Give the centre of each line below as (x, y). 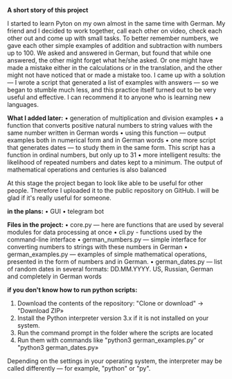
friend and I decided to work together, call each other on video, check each (115, 31)
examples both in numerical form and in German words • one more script (111, 140)
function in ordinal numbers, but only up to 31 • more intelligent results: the (114, 155)
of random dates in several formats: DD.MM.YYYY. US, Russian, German (110, 269)
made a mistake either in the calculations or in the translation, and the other (115, 68)
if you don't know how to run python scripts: (72, 290)
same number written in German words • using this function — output (107, 133)
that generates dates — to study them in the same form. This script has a (111, 148)
